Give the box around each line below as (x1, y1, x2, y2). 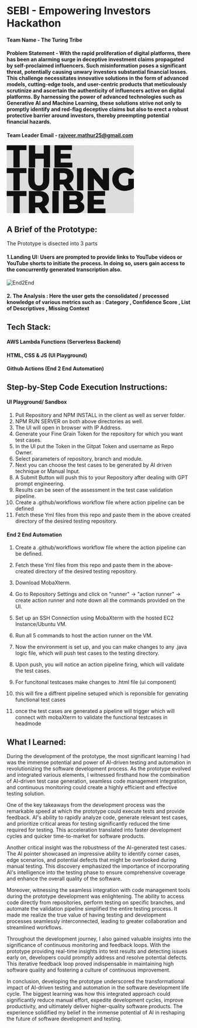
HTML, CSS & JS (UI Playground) (6, 351, 87, 359)
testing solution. (6, 790, 46, 797)
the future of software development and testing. (6, 1015, 122, 1022)
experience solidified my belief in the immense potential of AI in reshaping (6, 1009, 185, 1016)
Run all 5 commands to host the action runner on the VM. (15, 632, 153, 639)
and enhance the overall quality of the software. (6, 875, 122, 882)
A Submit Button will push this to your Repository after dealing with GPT (15, 474, 188, 481)
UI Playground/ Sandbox (6, 398, 67, 405)
